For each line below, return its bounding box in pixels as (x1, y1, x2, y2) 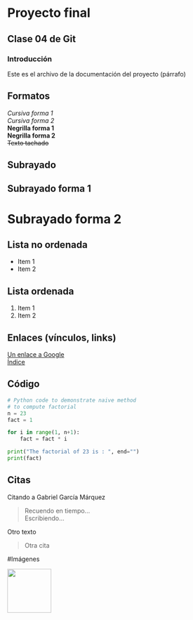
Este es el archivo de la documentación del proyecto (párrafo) (7, 70, 186, 78)
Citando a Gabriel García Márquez (7, 493, 105, 501)
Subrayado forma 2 (7, 211, 121, 227)
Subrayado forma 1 (7, 183, 91, 194)
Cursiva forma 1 (7, 109, 53, 117)
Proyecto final (7, 5, 91, 21)
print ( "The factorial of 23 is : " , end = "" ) (7, 448, 140, 456)
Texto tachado (7, 138, 49, 147)
